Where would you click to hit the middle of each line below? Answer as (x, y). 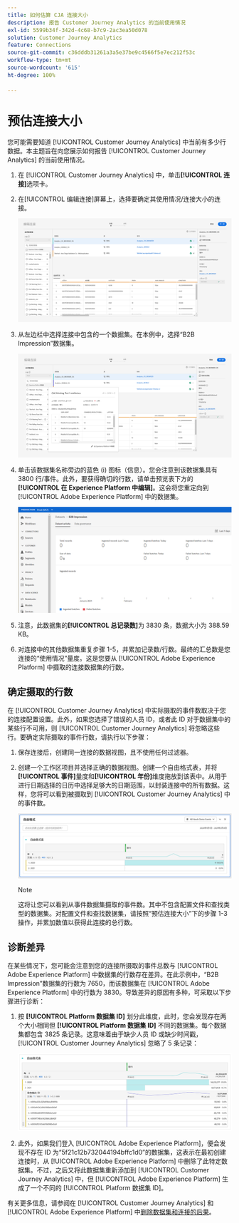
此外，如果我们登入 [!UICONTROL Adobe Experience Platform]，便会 (119, 1143)
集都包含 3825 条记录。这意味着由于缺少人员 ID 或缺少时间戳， (110, 1034)
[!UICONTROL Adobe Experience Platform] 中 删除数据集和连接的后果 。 (111, 1212)
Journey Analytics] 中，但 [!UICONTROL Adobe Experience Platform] (119, 1179)
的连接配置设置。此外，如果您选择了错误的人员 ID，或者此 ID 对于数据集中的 (119, 719)
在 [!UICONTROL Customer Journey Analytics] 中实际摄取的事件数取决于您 (117, 711)
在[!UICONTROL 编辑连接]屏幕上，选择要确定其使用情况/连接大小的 (116, 199)
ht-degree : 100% (31, 75)
